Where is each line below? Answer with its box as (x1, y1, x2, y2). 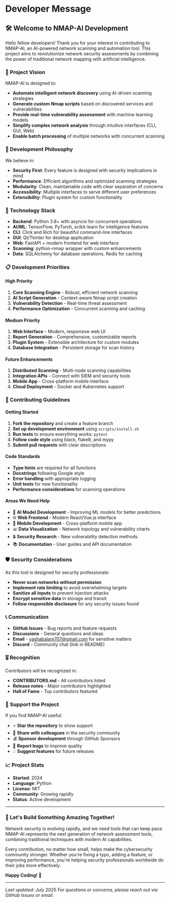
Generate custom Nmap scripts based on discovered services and (12, 101, 153, 107)
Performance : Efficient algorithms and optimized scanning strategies (12, 178, 157, 184)
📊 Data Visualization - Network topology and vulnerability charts (12, 526, 150, 532)
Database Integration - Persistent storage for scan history (12, 344, 135, 351)
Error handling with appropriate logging (12, 475, 96, 481)
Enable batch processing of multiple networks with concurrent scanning (12, 133, 165, 140)
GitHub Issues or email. (5, 892, 54, 898)
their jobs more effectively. (5, 862, 61, 868)
